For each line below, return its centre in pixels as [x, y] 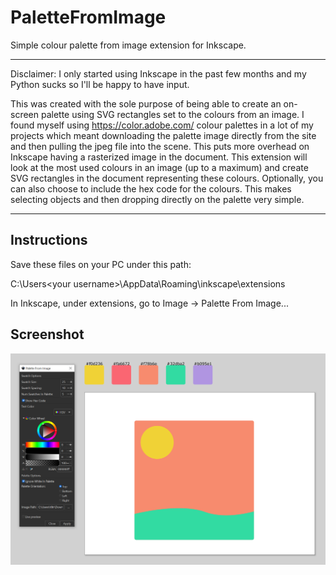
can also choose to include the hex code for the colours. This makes [151, 188]
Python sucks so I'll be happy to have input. [100, 84]
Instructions [49, 240]
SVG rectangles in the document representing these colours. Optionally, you [167, 178]
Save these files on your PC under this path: [101, 264]
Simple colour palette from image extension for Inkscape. [128, 45]
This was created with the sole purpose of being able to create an [146, 103]
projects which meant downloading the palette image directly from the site [163, 135]
